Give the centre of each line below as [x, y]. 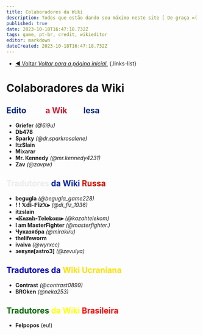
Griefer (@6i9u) [35, 125]
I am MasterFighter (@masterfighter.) [63, 225]
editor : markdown [28, 40]
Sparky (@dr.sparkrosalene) [51, 138]
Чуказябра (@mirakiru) [45, 231]
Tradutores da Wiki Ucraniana [64, 271]
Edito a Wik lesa [53, 111]
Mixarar [25, 151]
